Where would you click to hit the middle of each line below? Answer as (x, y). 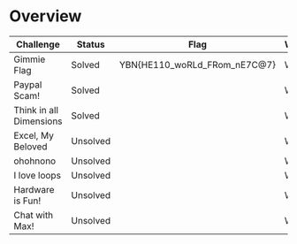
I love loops (38, 175)
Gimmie (30, 59)
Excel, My (34, 135)
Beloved (30, 146)
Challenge (38, 44)
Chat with (34, 215)
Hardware (34, 189)
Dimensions (38, 121)
